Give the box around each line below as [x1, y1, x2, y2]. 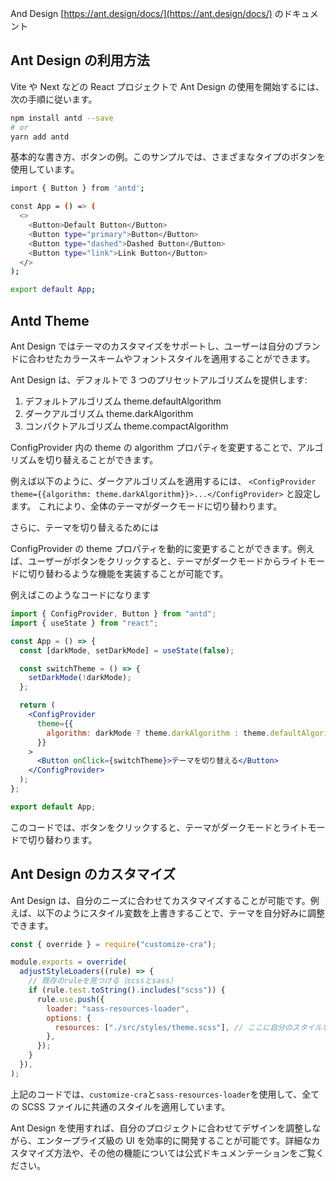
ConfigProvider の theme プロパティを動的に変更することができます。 [10, 543, 298, 554]
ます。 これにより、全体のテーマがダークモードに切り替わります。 [10, 500, 283, 512]
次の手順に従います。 [10, 93, 98, 105]
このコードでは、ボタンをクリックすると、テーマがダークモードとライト [10, 821, 308, 833]
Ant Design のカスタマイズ [10, 866, 177, 883]
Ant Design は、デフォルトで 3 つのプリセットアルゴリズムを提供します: [10, 374, 308, 386]
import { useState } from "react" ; [10, 618, 159, 628]
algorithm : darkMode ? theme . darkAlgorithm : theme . [46, 728, 271, 738]
